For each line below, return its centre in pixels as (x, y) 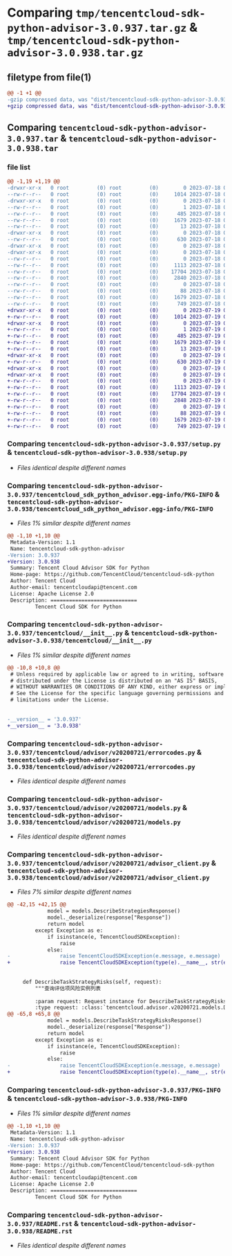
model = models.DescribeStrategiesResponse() (114, 911)
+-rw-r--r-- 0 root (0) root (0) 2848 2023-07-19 (114, 401)
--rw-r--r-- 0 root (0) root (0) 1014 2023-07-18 (114, 195)
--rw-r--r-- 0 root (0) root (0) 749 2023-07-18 (114, 304)
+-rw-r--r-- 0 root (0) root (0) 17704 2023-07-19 (114, 394)
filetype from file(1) (49, 77)
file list (19, 167)
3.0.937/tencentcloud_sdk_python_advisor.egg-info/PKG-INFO (110, 494)
